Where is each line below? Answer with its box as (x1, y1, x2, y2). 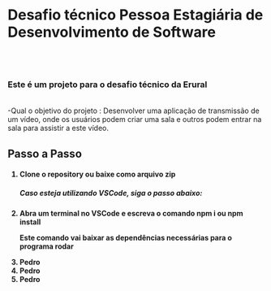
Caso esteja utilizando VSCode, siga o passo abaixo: (19, 188, 203, 198)
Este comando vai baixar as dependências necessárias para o (19, 233, 233, 243)
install (19, 217, 41, 227)
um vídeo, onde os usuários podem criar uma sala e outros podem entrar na (7, 115, 262, 124)
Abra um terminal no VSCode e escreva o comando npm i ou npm (19, 209, 244, 219)
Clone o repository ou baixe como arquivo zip (19, 169, 176, 180)
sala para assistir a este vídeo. (7, 124, 109, 133)
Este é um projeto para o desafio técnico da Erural (7, 79, 208, 90)
